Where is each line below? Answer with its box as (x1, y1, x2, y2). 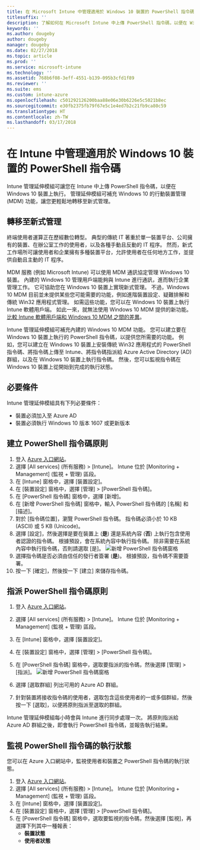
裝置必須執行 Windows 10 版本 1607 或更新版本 (15, 419, 130, 426)
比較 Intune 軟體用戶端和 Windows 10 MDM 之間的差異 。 (7, 313, 145, 320)
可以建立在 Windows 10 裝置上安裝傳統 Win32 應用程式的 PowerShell (22, 341, 191, 348)
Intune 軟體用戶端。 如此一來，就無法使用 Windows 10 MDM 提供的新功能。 (7, 306, 192, 313)
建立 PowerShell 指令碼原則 (7, 438, 109, 449)
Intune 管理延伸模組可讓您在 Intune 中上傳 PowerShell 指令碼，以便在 (7, 183, 177, 190)
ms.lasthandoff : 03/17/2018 (7, 120, 77, 126)
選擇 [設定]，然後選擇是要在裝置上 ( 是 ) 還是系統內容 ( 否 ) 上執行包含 (15, 530, 180, 537)
